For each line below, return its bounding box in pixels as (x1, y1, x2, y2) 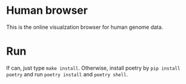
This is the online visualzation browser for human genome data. (6, 23, 163, 31)
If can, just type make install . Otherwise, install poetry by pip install (6, 64, 181, 71)
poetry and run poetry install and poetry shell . (6, 70, 128, 78)
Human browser (6, 4, 88, 17)
